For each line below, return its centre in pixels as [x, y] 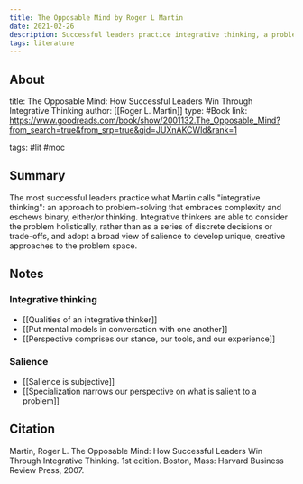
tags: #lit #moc [37, 148]
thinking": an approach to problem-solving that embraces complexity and [146, 207]
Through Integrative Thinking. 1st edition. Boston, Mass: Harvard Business [147, 461]
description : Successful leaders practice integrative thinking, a [139, 34]
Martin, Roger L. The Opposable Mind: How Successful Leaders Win [136, 451]
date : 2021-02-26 [42, 26]
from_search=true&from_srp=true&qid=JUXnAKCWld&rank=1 [123, 130]
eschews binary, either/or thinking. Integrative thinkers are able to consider [149, 217]
